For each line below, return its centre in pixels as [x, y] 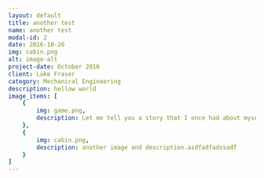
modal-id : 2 [27, 37]
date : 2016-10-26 [37, 45]
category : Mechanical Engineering [65, 81]
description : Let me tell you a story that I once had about [139, 118]
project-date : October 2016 [54, 67]
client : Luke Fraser [42, 74]
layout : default [35, 15]
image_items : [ [33, 96]
